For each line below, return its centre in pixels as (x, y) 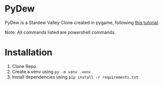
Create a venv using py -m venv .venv (51, 71)
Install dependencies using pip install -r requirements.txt (75, 77)
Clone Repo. (25, 66)
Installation (29, 52)
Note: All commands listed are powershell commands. (60, 32)
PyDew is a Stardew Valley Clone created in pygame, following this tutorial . (82, 22)
